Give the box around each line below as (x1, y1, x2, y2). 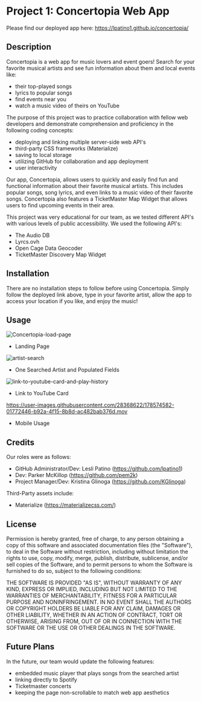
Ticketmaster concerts (14, 682, 71, 689)
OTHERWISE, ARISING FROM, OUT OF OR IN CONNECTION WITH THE (6, 618, 182, 625)
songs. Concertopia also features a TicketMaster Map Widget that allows (6, 195, 188, 202)
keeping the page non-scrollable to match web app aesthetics (14, 689, 170, 696)
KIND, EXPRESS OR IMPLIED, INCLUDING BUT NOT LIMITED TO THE (6, 586, 177, 592)
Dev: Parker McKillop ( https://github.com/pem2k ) (14, 472, 138, 479)
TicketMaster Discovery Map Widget (14, 250, 107, 258)
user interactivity (14, 164, 57, 171)
